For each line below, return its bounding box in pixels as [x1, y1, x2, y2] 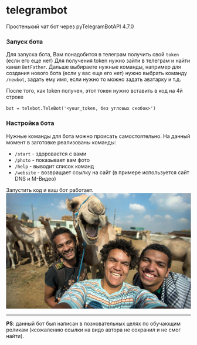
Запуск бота [6, 38, 43, 46]
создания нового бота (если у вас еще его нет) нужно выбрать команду [6, 70, 188, 77]
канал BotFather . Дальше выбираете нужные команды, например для [6, 63, 182, 70]
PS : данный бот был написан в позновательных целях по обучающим [6, 320, 181, 327]
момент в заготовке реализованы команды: [6, 138, 116, 146]
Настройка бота [6, 119, 55, 127]
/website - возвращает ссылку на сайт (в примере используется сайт [14, 168, 189, 176]
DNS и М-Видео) [14, 175, 56, 182]
